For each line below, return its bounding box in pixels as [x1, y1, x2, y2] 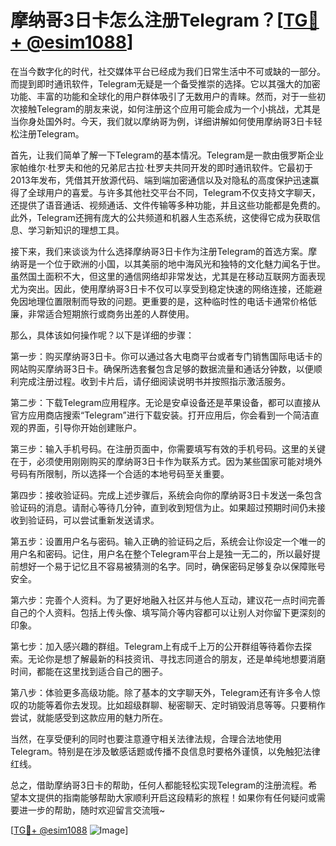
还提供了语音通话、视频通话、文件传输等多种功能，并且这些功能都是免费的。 [10, 199, 326, 211]
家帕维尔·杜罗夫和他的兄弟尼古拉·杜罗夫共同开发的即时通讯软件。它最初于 [10, 161, 314, 173]
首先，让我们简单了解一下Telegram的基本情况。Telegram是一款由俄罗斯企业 [10, 149, 325, 161]
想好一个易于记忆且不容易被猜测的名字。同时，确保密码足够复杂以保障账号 [18, 560, 326, 572]
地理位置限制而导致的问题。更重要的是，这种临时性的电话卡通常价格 [27, 295, 308, 307]
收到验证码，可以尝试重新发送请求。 [10, 514, 160, 526]
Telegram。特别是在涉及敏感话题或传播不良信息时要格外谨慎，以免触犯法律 [10, 745, 321, 757]
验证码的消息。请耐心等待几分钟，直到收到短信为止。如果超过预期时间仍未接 [10, 501, 326, 513]
